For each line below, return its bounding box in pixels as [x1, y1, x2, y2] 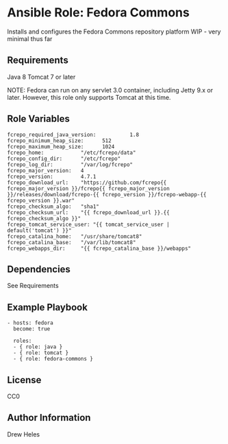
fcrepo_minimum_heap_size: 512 [7, 137, 112, 144]
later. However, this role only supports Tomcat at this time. [7, 93, 171, 101]
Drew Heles [7, 430, 40, 439]
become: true [13, 326, 51, 332]
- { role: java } [13, 343, 63, 350]
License [7, 374, 42, 386]
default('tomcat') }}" [7, 227, 72, 234]
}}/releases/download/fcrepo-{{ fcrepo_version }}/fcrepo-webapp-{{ [7, 191, 207, 198]
